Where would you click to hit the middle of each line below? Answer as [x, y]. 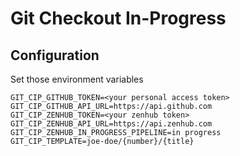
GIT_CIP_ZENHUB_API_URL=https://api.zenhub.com [111, 124]
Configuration [55, 55]
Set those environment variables [77, 79]
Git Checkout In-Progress [118, 18]
